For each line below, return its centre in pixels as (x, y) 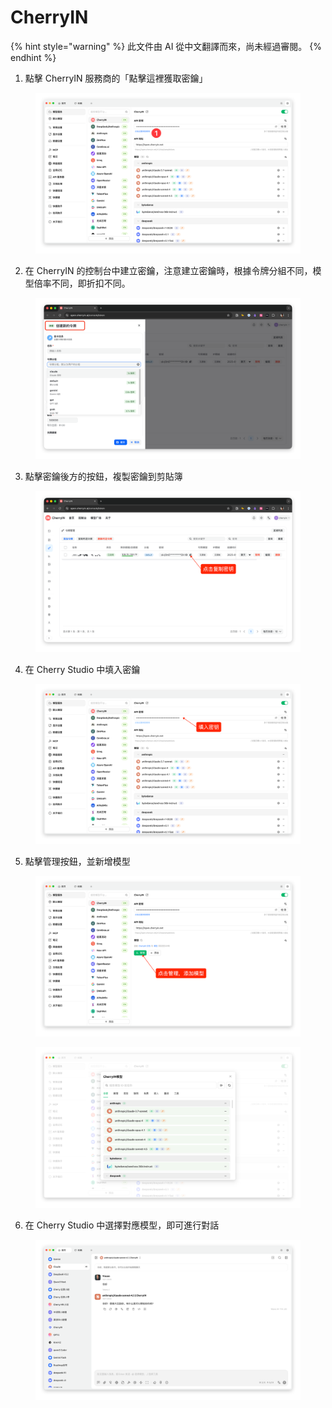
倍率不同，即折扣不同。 (82, 283)
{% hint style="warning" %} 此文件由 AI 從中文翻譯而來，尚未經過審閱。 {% (166, 46)
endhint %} (33, 57)
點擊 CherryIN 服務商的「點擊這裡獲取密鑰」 (116, 78)
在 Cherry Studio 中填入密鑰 (82, 669)
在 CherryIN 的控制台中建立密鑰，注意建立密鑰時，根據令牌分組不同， (168, 271)
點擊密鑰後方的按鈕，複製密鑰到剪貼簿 (103, 477)
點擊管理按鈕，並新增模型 (77, 862)
